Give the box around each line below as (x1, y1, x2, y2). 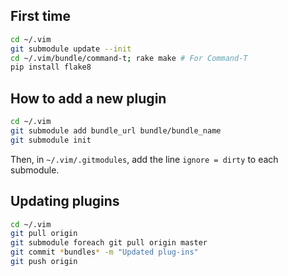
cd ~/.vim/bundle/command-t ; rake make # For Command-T (10, 53, 248, 63)
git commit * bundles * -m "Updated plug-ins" (10, 247, 199, 258)
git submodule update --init (10, 44, 132, 54)
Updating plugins (10, 193, 120, 210)
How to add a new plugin (10, 90, 167, 107)
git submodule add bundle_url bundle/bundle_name (10, 126, 222, 136)
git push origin (10, 257, 78, 267)
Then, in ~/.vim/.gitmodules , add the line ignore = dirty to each (10, 153, 279, 165)
